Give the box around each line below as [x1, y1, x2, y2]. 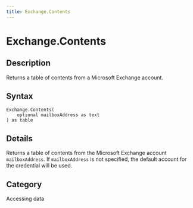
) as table [6, 117, 33, 123]
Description [6, 58, 51, 69]
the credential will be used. [6, 162, 73, 169]
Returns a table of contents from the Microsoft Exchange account [6, 150, 167, 157]
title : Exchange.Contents [6, 8, 70, 15]
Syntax [6, 91, 33, 101]
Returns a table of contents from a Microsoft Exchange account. [6, 74, 164, 81]
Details [6, 134, 33, 144]
